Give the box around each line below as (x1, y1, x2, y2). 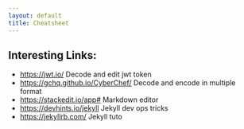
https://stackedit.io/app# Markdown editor (19, 95, 159, 104)
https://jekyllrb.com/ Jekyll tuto (19, 112, 123, 122)
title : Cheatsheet (8, 19, 69, 27)
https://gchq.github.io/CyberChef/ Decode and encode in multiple (19, 78, 236, 88)
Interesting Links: (8, 49, 97, 62)
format (19, 87, 42, 96)
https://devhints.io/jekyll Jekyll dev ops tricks (19, 104, 168, 113)
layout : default (8, 11, 62, 20)
